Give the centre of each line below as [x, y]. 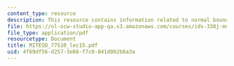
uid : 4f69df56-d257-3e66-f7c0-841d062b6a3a [71, 52]
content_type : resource [42, 13]
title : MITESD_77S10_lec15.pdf [53, 45]
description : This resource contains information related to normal [109, 20]
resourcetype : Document [42, 39]
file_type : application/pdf [48, 33]
